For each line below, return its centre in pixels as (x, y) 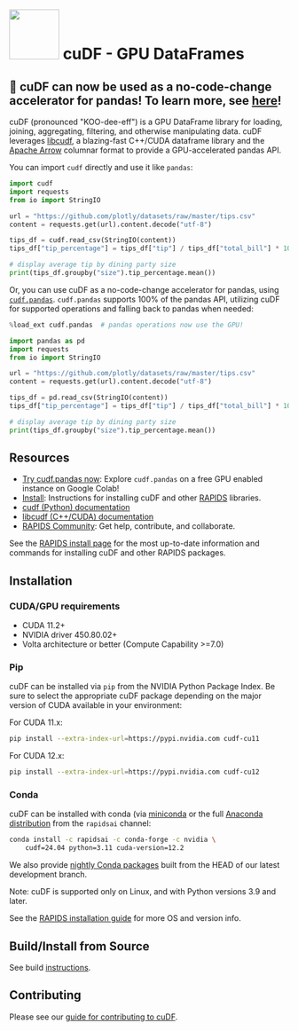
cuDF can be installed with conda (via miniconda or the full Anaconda (136, 814)
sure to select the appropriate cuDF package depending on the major (135, 696)
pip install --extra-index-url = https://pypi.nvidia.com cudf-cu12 (134, 772)
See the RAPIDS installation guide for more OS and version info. (125, 918)
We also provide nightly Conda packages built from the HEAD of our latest (145, 865)
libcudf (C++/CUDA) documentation (88, 517)
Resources (39, 458)
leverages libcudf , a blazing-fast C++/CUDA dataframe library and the (137, 141)
